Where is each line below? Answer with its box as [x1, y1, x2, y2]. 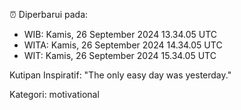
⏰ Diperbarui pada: [9, 9, 89, 20]
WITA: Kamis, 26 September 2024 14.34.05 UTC [23, 39, 223, 51]
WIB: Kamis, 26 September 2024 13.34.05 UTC [23, 29, 218, 40]
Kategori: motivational [9, 89, 100, 100]
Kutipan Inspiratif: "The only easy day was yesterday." [9, 69, 232, 81]
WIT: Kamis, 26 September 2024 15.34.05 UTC [23, 50, 217, 61]
